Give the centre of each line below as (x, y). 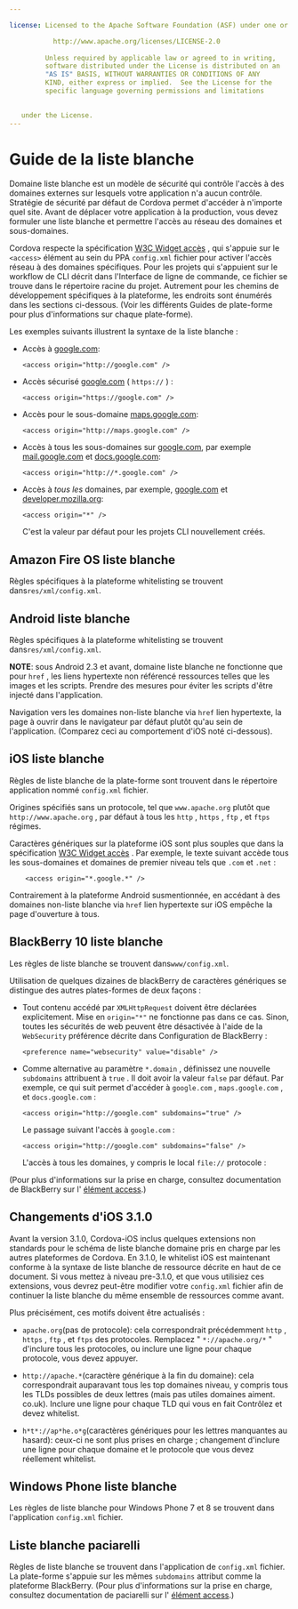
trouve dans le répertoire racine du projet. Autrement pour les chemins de (144, 286)
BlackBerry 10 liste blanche (86, 942)
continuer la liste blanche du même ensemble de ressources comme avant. (147, 1295)
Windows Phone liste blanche (93, 1486)
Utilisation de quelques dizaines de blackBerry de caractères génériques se (148, 980)
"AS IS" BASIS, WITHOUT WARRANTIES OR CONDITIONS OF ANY (153, 75)
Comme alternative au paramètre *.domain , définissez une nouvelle (146, 1068)
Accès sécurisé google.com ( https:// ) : (97, 382)
